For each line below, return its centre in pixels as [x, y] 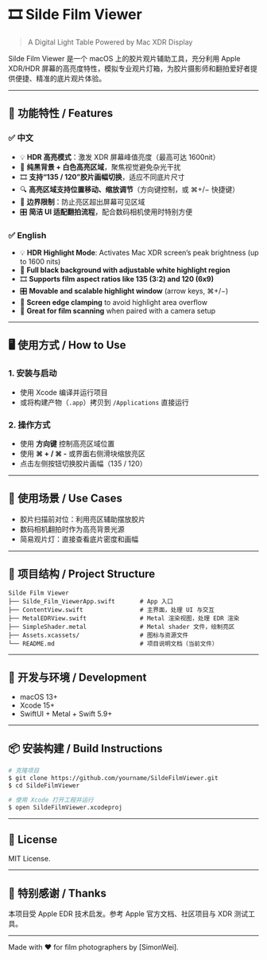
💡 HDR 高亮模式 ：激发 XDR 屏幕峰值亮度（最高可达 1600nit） [120, 157]
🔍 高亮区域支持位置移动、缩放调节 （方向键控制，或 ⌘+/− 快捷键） [130, 189]
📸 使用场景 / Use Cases [66, 499]
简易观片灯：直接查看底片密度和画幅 [79, 539]
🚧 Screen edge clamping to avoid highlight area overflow [114, 302]
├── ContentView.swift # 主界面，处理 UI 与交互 [111, 610]
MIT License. [29, 859]
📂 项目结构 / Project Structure [82, 574]
